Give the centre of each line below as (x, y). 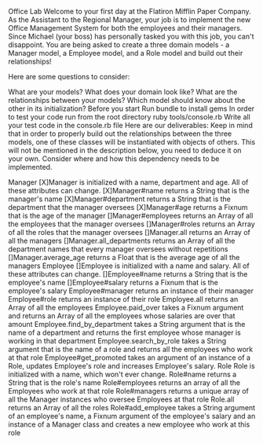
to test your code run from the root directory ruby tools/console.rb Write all (130, 117)
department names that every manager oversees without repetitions (118, 249)
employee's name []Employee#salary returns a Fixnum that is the (113, 283)
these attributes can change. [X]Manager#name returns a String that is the (129, 191)
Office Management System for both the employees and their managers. (125, 28)
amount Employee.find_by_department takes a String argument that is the (127, 324)
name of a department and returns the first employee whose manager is (124, 332)
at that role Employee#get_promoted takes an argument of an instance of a (130, 358)
